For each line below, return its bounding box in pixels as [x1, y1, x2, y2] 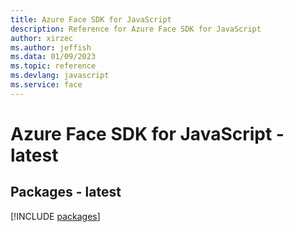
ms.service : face [10, 80, 83, 90]
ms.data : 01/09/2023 [10, 52, 97, 62]
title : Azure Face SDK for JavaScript [10, 14, 172, 25]
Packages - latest [10, 184, 122, 201]
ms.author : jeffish [10, 42, 92, 53]
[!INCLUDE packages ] [10, 210, 101, 222]
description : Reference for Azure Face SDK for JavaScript [10, 24, 262, 34]
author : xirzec [10, 33, 74, 43]
